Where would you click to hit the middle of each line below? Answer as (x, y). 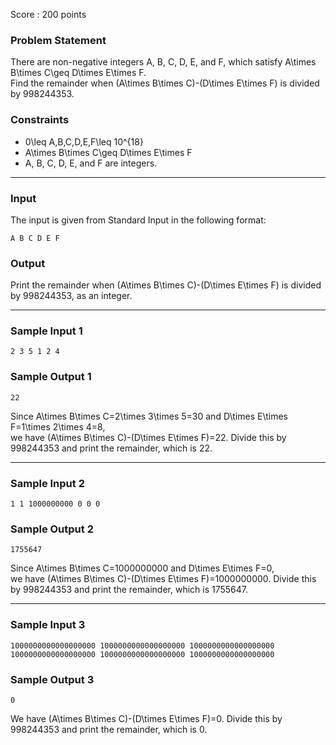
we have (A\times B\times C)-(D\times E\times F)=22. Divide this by (148, 437)
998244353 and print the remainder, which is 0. (109, 729)
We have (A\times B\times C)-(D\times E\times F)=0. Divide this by (146, 718)
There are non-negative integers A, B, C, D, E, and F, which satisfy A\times (163, 62)
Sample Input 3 (48, 625)
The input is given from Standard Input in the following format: (138, 220)
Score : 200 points (48, 14)
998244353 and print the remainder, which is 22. (111, 448)
